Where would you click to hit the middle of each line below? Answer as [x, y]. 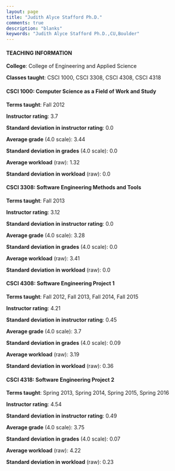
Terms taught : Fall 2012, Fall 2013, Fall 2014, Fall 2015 [72, 297]
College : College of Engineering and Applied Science [71, 66]
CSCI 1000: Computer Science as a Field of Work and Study [81, 91]
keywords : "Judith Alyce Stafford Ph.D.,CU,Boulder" [73, 34]
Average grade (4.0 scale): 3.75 [45, 428]
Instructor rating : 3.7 [32, 116]
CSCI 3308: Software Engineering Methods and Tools [74, 188]
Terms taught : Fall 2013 [36, 201]
